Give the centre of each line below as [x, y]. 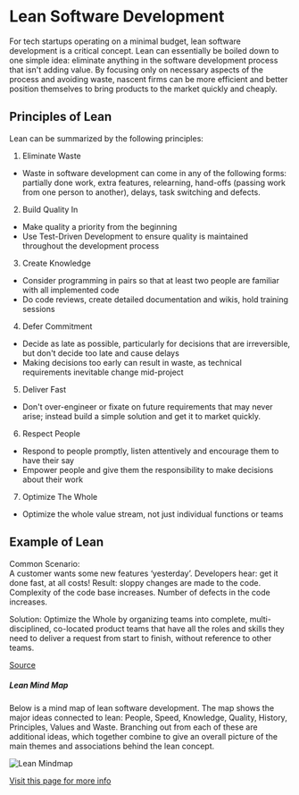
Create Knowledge [56, 263]
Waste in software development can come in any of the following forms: [154, 173]
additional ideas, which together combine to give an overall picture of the [144, 736]
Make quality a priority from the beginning [100, 226]
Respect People [51, 433]
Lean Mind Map [39, 685]
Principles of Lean [61, 117]
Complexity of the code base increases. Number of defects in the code [140, 592]
